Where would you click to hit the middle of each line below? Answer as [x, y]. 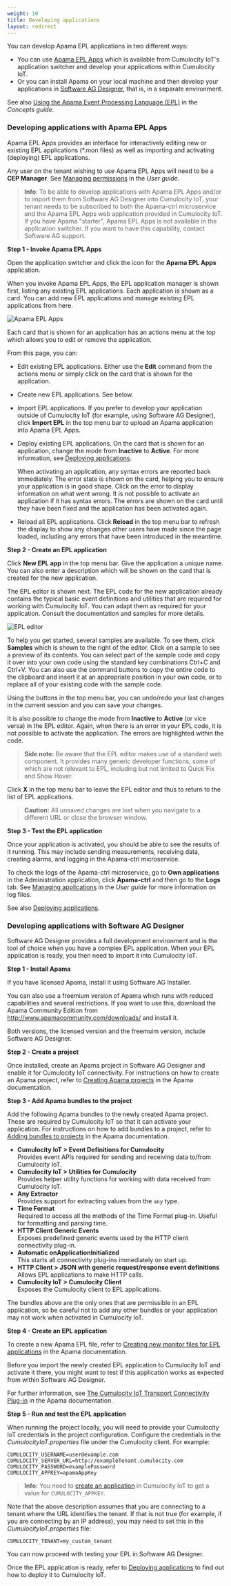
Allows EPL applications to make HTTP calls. [80, 1275]
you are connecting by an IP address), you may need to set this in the [106, 1521]
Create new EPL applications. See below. [75, 394]
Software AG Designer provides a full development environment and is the [112, 940]
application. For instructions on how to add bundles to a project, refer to [109, 1129]
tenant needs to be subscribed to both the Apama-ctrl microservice [120, 206]
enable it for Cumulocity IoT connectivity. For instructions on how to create [113, 1073]
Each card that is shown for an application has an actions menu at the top [111, 332]
